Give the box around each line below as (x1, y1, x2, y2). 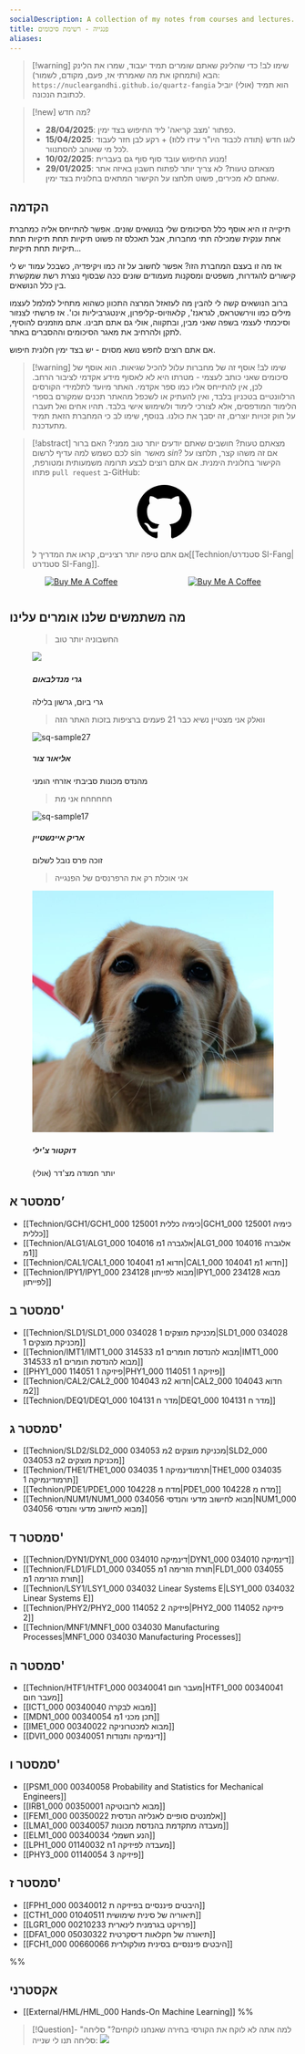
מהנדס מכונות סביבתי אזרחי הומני (32, 775, 148, 786)
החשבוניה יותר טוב (54, 634, 119, 645)
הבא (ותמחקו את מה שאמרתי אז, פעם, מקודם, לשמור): (31, 69, 220, 81)
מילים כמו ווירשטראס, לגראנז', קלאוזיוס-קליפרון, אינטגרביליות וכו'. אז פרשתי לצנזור (9, 307, 291, 318)
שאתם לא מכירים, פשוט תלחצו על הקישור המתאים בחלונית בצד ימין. (45, 173, 280, 184)
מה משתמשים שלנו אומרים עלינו (9, 609, 187, 624)
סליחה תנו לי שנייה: (31, 2035, 98, 2046)
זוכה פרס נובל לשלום (32, 854, 103, 865)
